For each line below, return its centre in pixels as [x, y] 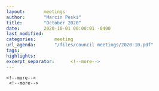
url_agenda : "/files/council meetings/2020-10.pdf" [80, 45]
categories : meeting [40, 39]
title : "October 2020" [44, 23]
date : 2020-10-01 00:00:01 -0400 [59, 28]
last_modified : [25, 34]
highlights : [21, 56]
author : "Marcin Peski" [44, 17]
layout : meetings [36, 12]
